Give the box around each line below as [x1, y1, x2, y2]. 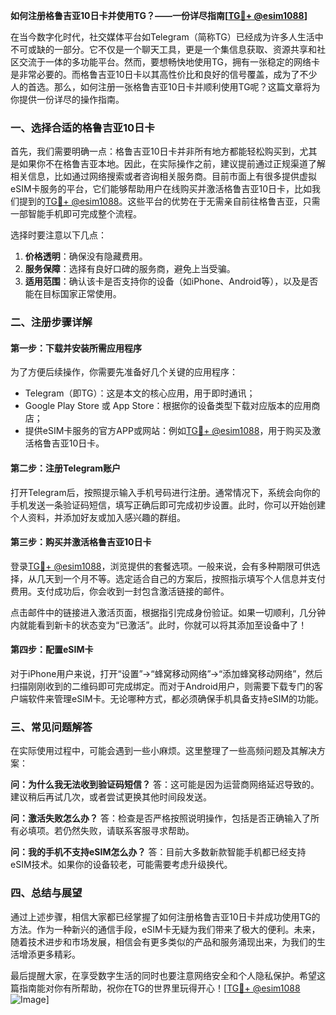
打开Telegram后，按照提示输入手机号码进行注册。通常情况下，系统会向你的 [10, 486, 321, 498]
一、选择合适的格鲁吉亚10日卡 [10, 120, 155, 134]
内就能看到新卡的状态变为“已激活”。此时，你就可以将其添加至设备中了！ [10, 619, 308, 631]
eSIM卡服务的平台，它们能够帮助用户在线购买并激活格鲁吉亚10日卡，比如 [10, 183, 313, 195]
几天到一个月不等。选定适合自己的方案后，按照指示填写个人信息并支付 [36, 572, 326, 584]
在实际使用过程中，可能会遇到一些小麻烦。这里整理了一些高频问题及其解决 [10, 745, 317, 757]
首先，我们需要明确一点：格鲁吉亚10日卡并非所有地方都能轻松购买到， [10, 145, 300, 158]
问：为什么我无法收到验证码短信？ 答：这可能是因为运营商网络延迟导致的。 [10, 779, 320, 791]
